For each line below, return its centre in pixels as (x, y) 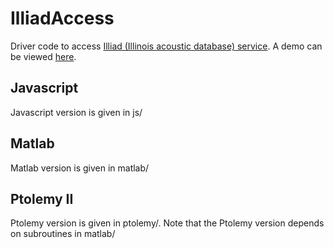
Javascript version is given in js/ (76, 112)
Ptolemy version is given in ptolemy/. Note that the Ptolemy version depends (167, 223)
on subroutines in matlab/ (63, 234)
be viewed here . (43, 56)
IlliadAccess (62, 18)
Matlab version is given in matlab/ (80, 168)
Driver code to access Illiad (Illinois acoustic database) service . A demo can (166, 46)
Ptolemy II (42, 198)
